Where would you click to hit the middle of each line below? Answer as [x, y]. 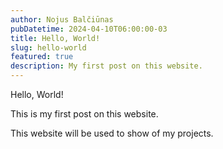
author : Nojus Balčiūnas [62, 19]
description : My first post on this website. [106, 66]
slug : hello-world [48, 47]
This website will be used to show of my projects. [112, 133]
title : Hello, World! [55, 38]
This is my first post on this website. [84, 114]
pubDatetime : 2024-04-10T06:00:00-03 [89, 29]
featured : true [42, 57]
